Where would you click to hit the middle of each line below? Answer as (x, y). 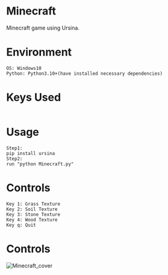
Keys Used (34, 97)
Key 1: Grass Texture (33, 204)
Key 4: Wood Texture (32, 220)
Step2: (14, 159)
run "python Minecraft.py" (40, 164)
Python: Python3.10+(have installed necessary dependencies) (85, 74)
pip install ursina (31, 153)
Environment (39, 52)
